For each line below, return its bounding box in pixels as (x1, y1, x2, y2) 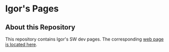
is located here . (5, 41, 38, 47)
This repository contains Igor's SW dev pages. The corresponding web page (5, 36, 164, 42)
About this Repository (5, 23, 75, 31)
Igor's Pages (5, 3, 59, 14)
